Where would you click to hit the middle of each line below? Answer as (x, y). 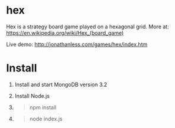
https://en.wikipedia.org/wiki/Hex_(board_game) (65, 32)
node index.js (46, 119)
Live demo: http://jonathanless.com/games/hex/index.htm (77, 44)
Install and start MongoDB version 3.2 (61, 84)
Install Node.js (32, 96)
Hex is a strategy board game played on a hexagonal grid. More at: (87, 27)
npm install (43, 107)
